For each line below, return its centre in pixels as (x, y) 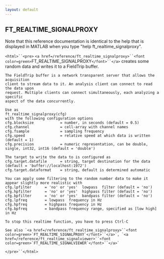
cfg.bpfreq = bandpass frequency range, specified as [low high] (81, 209)
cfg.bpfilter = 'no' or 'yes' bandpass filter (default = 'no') (79, 196)
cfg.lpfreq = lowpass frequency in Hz (54, 200)
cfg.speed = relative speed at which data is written (78, 136)
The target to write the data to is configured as (58, 157)
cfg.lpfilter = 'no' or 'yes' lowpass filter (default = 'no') (79, 187)
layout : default (22, 10)
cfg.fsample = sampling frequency (55, 131)
